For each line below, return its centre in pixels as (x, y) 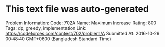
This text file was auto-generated (77, 9)
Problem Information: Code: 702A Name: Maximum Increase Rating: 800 (81, 23)
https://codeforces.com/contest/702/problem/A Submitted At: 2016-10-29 (82, 33)
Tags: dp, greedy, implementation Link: (46, 28)
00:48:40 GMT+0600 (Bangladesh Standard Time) (58, 39)
